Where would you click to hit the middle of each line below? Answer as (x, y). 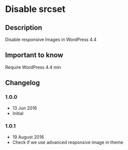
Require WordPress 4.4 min (33, 67)
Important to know (34, 55)
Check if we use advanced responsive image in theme (68, 142)
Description (24, 28)
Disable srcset (35, 9)
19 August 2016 (28, 137)
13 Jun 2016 (25, 108)
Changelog (23, 83)
